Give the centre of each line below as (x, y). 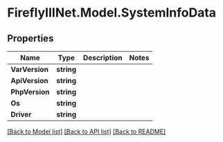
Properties (30, 38)
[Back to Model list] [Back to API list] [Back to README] (87, 132)
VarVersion (29, 69)
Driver (21, 114)
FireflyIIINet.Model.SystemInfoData (112, 13)
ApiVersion (29, 81)
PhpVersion (30, 92)
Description (102, 58)
